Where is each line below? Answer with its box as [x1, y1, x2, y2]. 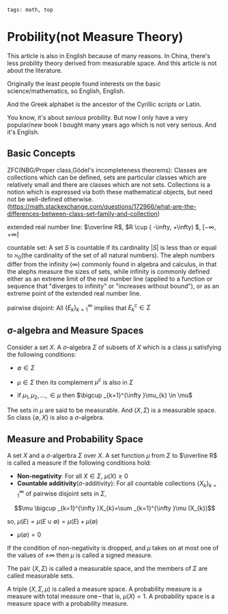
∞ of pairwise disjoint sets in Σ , [19, 488, 107, 498]
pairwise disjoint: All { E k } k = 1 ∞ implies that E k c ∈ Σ [7, 302, 152, 313]
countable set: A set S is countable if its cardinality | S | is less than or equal [7, 243, 217, 251]
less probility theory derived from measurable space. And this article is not [7, 59, 217, 67]
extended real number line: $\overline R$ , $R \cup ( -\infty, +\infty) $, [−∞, [7, 222, 216, 231]
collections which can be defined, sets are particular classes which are [7, 173, 207, 181]
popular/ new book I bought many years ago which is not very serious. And [7, 120, 217, 129]
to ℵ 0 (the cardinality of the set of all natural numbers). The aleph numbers [7, 251, 215, 261]
